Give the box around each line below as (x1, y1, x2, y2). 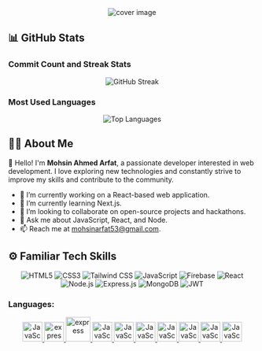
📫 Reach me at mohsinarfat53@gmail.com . (19, 224, 161, 233)
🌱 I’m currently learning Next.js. (19, 198, 122, 208)
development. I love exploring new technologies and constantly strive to (8, 166, 242, 175)
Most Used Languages (8, 96, 96, 107)
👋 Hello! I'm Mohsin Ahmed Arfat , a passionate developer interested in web (8, 157, 254, 168)
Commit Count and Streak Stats (8, 59, 131, 70)
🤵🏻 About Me (8, 137, 74, 150)
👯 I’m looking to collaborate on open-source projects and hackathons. (19, 206, 246, 216)
